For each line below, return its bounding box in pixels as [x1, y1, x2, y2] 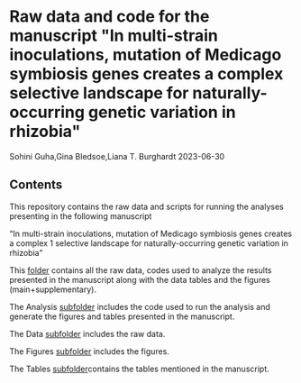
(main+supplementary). [9, 284, 97, 295]
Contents [9, 178, 63, 193]
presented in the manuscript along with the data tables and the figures [9, 274, 270, 285]
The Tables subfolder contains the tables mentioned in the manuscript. [9, 363, 270, 374]
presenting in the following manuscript [9, 210, 152, 222]
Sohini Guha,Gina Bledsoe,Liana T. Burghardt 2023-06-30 [9, 150, 225, 161]
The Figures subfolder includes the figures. [9, 345, 169, 357]
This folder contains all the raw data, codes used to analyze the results [9, 264, 272, 276]
